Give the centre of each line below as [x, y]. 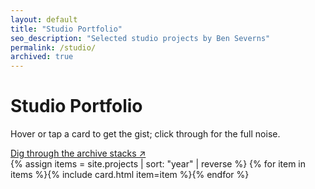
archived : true [42, 57]
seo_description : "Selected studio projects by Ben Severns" [140, 38]
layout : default [44, 19]
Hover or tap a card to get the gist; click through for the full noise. [145, 134]
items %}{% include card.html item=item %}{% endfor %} [130, 175]
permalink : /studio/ [53, 47]
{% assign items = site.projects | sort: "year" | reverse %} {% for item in [158, 164]
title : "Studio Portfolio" [66, 29]
